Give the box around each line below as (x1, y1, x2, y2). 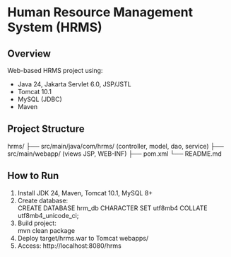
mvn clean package (17, 226, 76, 234)
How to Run (7, 170, 59, 182)
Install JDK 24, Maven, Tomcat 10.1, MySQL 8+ (17, 188, 153, 197)
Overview (7, 47, 52, 59)
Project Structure (7, 123, 85, 135)
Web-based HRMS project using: (7, 67, 103, 74)
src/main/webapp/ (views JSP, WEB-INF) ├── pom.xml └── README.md (7, 149, 223, 158)
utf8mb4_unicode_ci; (17, 211, 79, 219)
